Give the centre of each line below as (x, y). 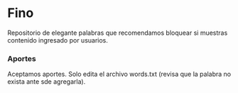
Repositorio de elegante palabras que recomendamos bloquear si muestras (118, 33)
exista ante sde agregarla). (47, 82)
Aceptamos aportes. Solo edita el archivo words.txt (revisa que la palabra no (119, 74)
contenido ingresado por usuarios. (58, 40)
